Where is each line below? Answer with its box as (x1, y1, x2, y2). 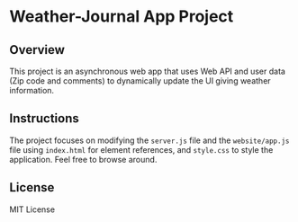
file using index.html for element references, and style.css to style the (9, 144, 274, 155)
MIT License (9, 204, 56, 215)
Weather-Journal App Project (9, 6, 234, 27)
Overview (9, 42, 66, 58)
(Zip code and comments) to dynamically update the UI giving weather (9, 75, 272, 86)
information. (9, 85, 55, 95)
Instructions (9, 111, 79, 127)
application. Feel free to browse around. (9, 154, 158, 164)
